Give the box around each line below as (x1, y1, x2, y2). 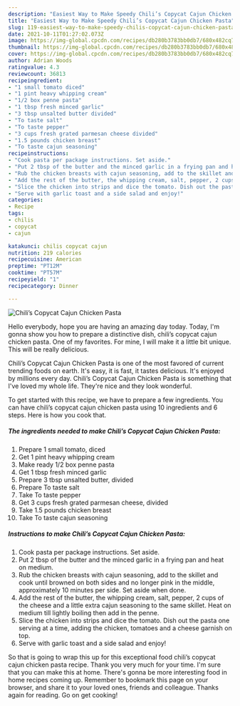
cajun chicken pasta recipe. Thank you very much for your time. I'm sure (8, 660, 221, 669)
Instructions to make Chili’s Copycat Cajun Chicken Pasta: (8, 529, 186, 538)
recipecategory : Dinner (8, 282, 79, 289)
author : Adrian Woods (8, 57, 73, 64)
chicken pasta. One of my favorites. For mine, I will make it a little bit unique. (8, 337, 231, 346)
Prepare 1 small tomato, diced (18, 444, 105, 454)
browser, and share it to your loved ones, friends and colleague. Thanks (8, 683, 219, 692)
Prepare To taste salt (18, 483, 80, 492)
